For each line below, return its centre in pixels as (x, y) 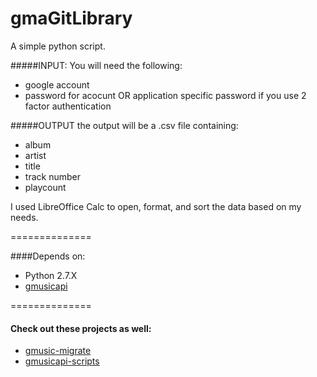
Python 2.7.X (51, 275)
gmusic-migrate (58, 351)
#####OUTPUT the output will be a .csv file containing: (124, 125)
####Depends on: (48, 256)
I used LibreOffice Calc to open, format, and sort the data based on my (156, 206)
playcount (45, 187)
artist (35, 155)
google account (57, 84)
